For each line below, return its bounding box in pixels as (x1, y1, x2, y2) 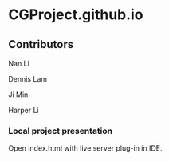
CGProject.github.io (8, 6, 143, 24)
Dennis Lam (8, 74, 48, 83)
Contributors (8, 38, 74, 51)
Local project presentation (8, 125, 113, 136)
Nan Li (8, 58, 29, 68)
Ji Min (8, 90, 29, 99)
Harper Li (8, 106, 40, 115)
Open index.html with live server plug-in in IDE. (8, 143, 163, 153)
